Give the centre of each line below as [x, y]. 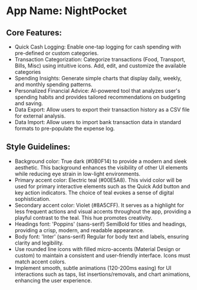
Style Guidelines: [38, 147]
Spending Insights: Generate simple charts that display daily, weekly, [98, 78]
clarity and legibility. [39, 243]
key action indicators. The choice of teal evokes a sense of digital [94, 193]
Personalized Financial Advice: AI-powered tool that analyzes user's [97, 91]
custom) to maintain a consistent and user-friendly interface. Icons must [102, 255]
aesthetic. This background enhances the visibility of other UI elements [101, 167]
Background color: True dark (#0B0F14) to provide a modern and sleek [101, 161]
